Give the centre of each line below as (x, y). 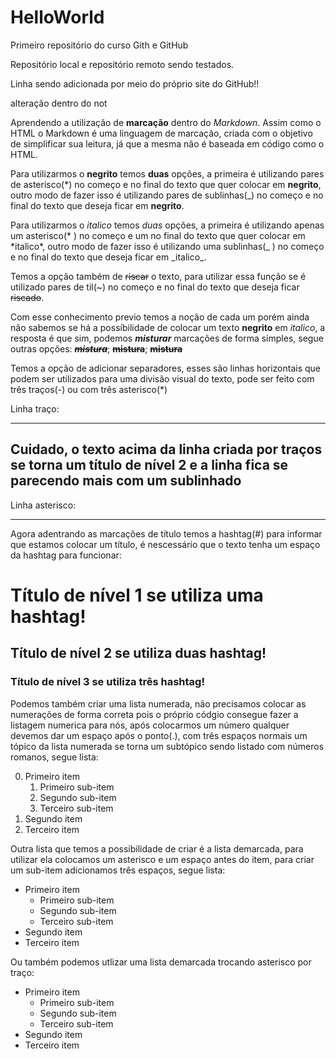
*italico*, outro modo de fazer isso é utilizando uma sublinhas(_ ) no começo (167, 246)
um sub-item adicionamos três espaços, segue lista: (118, 870)
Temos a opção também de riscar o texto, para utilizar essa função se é (158, 276)
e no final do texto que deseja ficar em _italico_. (108, 257)
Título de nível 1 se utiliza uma (137, 595)
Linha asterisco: (43, 505)
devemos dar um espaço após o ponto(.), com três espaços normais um (159, 735)
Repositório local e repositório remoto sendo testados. (122, 64)
